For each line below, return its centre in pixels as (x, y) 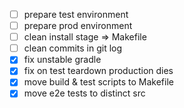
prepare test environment (76, 14)
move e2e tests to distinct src (84, 93)
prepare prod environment (78, 26)
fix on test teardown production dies (98, 71)
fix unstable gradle (62, 60)
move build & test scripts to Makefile (98, 82)
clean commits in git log (73, 48)
